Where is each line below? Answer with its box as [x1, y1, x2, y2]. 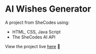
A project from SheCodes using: [5, 19, 70, 25]
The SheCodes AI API [12, 34, 56, 40]
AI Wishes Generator [5, 3, 91, 15]
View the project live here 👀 [5, 43, 60, 49]
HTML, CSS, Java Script [12, 29, 61, 35]
